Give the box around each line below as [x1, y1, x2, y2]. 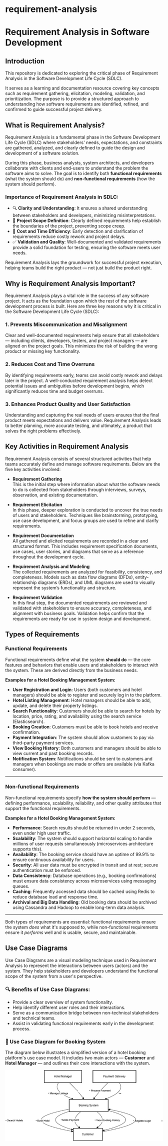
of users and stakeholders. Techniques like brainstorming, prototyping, [12, 512, 158, 518]
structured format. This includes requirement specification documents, [12, 543, 158, 549]
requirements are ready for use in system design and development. [12, 615, 151, 621]
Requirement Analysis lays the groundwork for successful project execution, [5, 259, 162, 265]
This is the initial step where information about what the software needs [12, 481, 160, 487]
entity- [135, 574, 149, 580]
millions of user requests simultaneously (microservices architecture [12, 840, 153, 846]
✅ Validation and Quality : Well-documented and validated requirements [12, 239, 161, 245]
